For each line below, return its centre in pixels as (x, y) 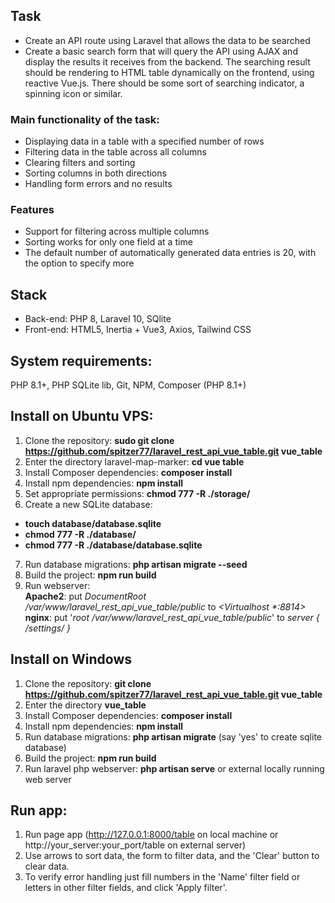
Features (32, 210)
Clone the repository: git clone (88, 683)
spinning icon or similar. (73, 93)
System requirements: (81, 360)
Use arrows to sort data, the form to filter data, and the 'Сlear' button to (172, 856)
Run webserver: (57, 585)
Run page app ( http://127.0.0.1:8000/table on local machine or (151, 835)
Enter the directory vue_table (85, 705)
